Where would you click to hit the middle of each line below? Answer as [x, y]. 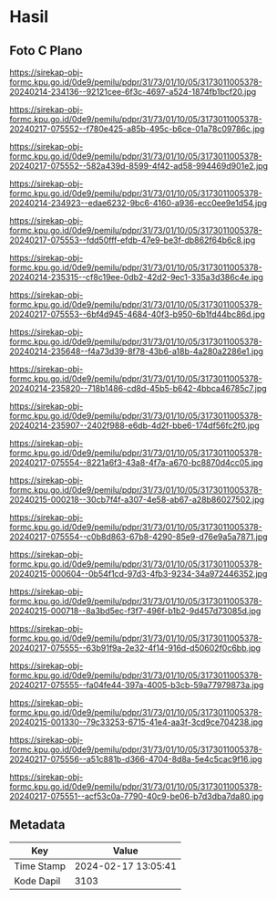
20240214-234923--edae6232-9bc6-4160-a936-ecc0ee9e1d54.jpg [138, 203]
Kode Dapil [37, 881]
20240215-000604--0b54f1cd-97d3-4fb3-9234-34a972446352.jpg [138, 574]
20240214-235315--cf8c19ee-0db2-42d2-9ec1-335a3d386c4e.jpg [137, 277]
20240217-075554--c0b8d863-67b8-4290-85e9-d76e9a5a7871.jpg [138, 537]
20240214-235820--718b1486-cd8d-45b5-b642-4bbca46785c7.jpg [138, 388]
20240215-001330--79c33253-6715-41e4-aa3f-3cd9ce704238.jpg [136, 722]
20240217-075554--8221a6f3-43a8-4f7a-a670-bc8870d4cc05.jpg [136, 462]
